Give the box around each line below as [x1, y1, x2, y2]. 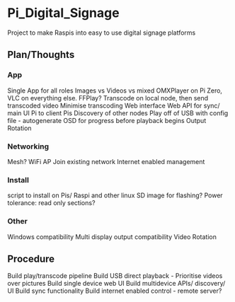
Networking [7, 141, 50, 151]
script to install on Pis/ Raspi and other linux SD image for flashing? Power [7, 191, 223, 199]
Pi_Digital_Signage [7, 5, 120, 21]
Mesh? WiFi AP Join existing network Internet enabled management [7, 157, 205, 165]
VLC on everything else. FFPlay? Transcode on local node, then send [7, 93, 209, 102]
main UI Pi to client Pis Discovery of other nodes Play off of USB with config [7, 108, 229, 117]
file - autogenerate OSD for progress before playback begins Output [7, 116, 207, 124]
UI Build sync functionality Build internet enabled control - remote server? [7, 286, 222, 295]
